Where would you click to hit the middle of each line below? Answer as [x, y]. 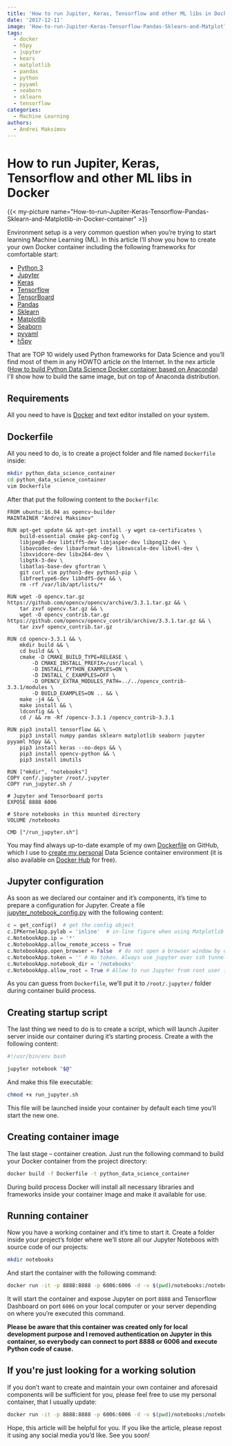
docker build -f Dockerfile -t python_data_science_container [98, 1174]
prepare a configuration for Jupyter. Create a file [76, 905]
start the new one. [33, 1115]
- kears [25, 59]
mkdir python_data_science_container [61, 473]
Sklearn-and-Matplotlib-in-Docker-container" [72, 219]
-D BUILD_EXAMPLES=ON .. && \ [75, 693]
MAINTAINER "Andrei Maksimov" [51, 518]
